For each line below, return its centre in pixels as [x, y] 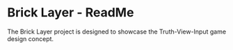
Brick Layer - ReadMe [71, 13]
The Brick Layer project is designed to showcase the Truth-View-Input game [117, 32]
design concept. [31, 38]
